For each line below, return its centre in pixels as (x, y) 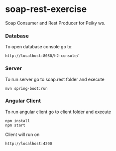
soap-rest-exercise (46, 9)
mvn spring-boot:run (27, 88)
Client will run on (22, 134)
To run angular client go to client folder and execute (58, 112)
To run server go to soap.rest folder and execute (55, 79)
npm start (15, 125)
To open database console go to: (39, 47)
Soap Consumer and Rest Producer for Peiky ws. (55, 23)
